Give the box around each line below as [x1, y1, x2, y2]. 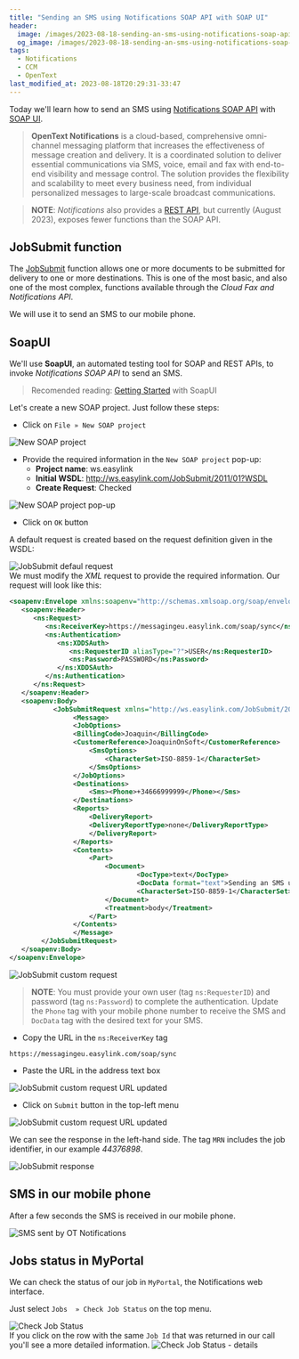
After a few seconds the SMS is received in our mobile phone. [9, 1210, 236, 1221]
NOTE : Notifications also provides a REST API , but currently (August [30, 204, 282, 215]
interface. [9, 1286, 44, 1297]
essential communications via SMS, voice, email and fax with [30, 159, 255, 169]
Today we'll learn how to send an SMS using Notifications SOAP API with [9, 103, 276, 114]
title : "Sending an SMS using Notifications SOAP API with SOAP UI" [9, 12, 269, 22]
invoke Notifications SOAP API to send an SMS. [9, 368, 182, 378]
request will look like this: [9, 580, 102, 590]
